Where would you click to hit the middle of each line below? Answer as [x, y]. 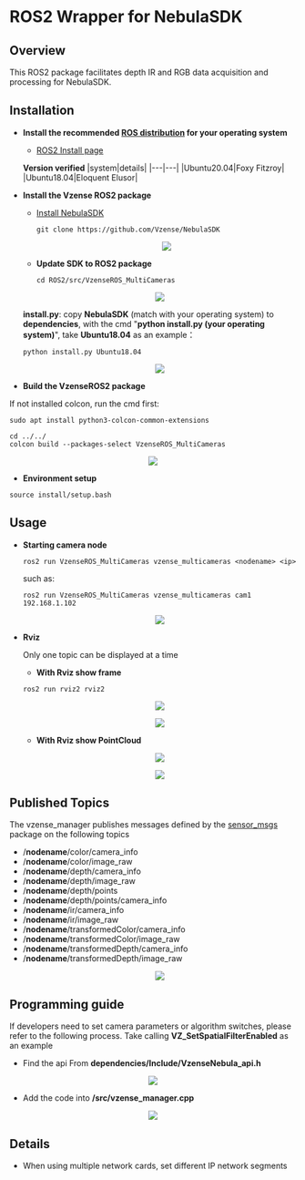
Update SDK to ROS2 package [94, 263]
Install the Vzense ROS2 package [87, 195]
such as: [38, 578]
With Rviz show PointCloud [89, 740]
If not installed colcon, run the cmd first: [84, 404]
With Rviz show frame [79, 672]
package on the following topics [70, 835]
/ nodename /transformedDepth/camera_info [105, 949]
